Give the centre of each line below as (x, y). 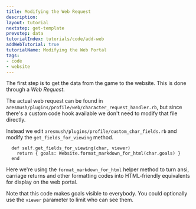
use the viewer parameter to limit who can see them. (70, 200)
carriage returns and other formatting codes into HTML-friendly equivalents (98, 176)
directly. (16, 120)
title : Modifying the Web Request (49, 12)
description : (22, 17)
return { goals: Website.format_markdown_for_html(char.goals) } (99, 154)
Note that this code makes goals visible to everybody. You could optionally (97, 194)
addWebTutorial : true (33, 45)
